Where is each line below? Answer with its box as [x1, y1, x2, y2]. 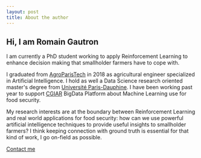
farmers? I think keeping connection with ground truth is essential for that [6, 127, 189, 134]
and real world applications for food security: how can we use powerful [6, 115, 184, 122]
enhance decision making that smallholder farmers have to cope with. [6, 59, 180, 66]
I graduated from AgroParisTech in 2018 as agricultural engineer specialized [6, 71, 195, 78]
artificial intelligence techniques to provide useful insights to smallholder [6, 121, 187, 128]
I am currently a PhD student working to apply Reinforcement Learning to [6, 52, 188, 60]
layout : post [6, 8, 39, 15]
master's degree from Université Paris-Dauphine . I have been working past [6, 84, 193, 91]
